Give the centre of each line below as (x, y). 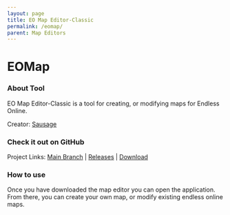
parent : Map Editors (37, 33)
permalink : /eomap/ (35, 26)
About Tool (26, 88)
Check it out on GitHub (46, 142)
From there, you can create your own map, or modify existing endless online (115, 197)
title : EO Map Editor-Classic (51, 20)
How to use (27, 174)
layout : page (26, 13)
